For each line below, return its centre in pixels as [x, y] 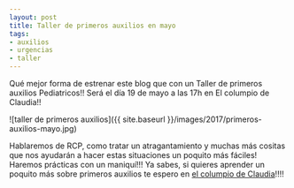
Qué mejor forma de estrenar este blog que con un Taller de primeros [136, 83]
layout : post [33, 17]
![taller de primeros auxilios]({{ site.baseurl [87, 119]
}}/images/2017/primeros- [215, 119]
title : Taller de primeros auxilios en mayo [93, 26]
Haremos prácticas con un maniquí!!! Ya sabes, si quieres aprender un [137, 165]
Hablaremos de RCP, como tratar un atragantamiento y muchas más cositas [147, 146]
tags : [19, 34]
